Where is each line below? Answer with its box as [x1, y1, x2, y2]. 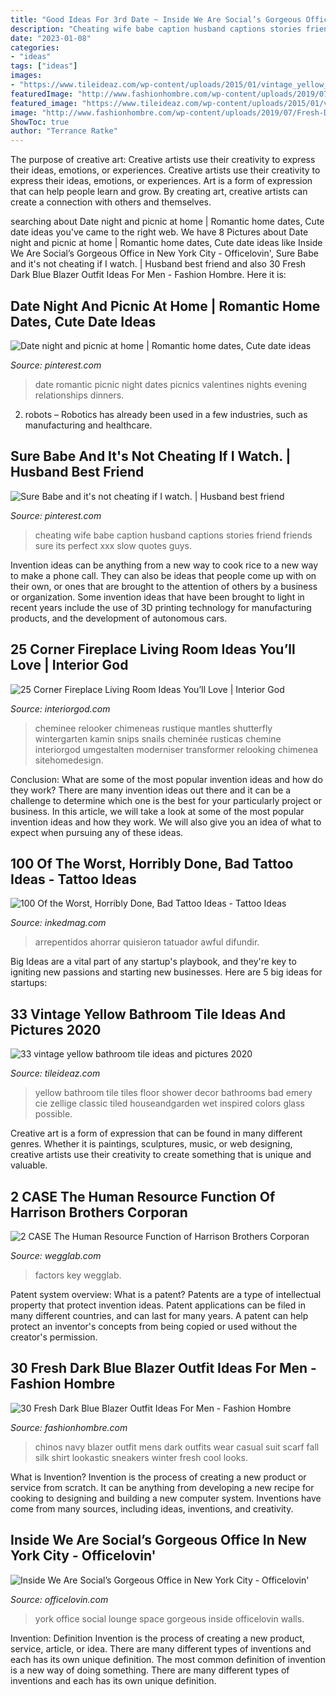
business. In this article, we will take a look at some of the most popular [10, 805, 305, 817]
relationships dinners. [34, 389, 125, 401]
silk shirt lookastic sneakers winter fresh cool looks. [34, 1451, 248, 1463]
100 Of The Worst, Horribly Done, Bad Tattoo [10, 855, 294, 872]
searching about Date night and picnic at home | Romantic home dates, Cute [10, 216, 325, 228]
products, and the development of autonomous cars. [10, 612, 228, 624]
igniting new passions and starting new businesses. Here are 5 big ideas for [10, 966, 323, 978]
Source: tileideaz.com [10, 1067, 101, 1080]
